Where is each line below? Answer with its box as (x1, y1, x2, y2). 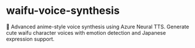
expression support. (6, 35, 55, 42)
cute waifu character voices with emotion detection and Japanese (6, 29, 166, 36)
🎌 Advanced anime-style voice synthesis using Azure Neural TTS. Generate (6, 23, 190, 30)
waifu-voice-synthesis (6, 4, 120, 17)
